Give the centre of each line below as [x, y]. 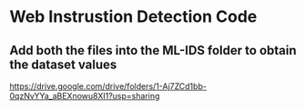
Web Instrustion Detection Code [133, 17]
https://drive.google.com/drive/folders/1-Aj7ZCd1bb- [108, 86]
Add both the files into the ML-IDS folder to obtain [153, 50]
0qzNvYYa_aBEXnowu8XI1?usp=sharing [85, 96]
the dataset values [63, 64]
